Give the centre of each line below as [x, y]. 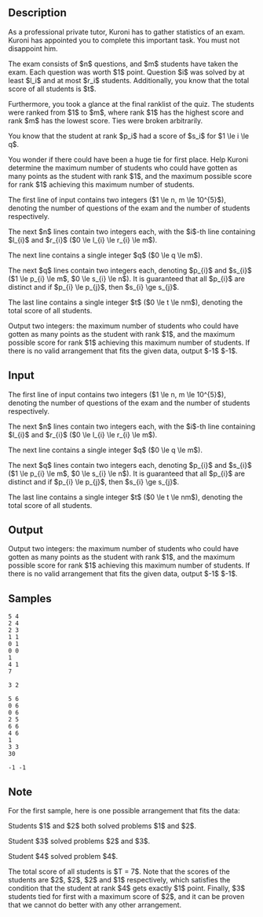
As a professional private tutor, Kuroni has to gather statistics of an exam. [127, 31]
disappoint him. [33, 48]
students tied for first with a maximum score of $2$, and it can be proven [126, 897]
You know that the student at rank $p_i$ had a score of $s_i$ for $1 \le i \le [129, 136]
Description [37, 13]
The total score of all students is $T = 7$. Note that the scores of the [119, 871]
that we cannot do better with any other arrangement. [95, 905]
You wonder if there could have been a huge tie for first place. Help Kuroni [128, 159]
